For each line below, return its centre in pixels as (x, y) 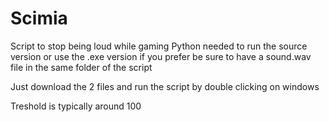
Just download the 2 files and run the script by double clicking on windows (165, 86)
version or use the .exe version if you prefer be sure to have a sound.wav (161, 56)
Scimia (39, 18)
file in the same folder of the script (81, 67)
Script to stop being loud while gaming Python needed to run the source (159, 46)
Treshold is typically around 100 (76, 106)
